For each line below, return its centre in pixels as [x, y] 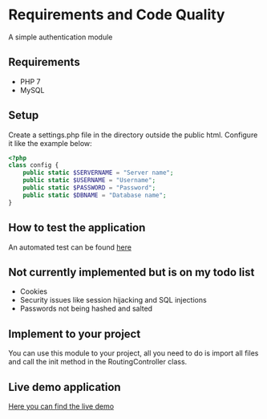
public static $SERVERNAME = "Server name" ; [98, 173]
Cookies [34, 291]
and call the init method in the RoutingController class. [98, 362]
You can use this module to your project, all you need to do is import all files [133, 353]
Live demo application [65, 387]
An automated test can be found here [70, 247]
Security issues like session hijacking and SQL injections [113, 300]
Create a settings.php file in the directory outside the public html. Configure [133, 135]
